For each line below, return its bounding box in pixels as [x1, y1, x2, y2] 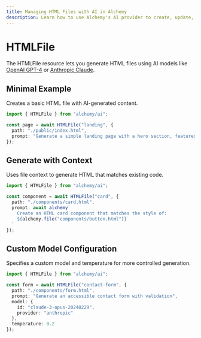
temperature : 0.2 [11, 321, 55, 327]
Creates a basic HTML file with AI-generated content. [6, 99, 138, 107]
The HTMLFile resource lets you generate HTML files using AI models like [6, 60, 188, 67]
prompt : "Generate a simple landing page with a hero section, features [11, 133, 197, 139]
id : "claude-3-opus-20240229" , [17, 304, 95, 310]
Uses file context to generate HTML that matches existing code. [6, 171, 164, 179]
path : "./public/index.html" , [11, 128, 87, 134]
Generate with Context [6, 155, 93, 165]
